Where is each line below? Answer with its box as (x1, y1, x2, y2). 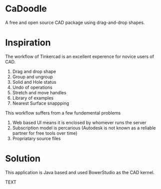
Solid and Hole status (12, 79, 56, 85)
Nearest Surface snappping (12, 100, 69, 106)
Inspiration (5, 37, 51, 48)
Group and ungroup (12, 73, 53, 80)
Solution (5, 153, 41, 165)
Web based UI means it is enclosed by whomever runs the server (12, 119, 147, 125)
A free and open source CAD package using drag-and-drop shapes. (5, 19, 145, 25)
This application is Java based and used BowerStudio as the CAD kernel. (5, 169, 155, 175)
